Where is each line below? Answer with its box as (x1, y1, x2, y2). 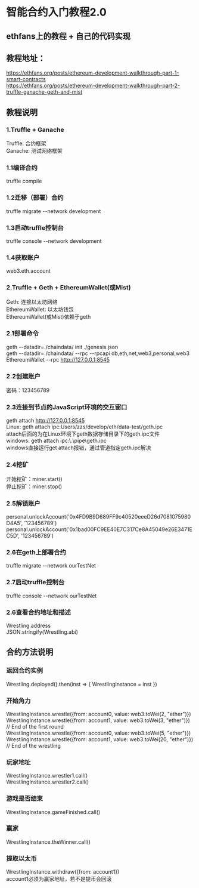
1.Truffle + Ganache (6, 125, 64, 134)
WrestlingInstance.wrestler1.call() (6, 772, 88, 779)
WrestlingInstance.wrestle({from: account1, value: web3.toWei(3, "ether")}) (6, 717, 191, 724)
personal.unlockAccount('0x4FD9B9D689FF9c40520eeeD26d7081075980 (6, 513, 191, 520)
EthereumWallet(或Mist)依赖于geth (6, 313, 91, 320)
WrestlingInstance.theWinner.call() (6, 838, 91, 845)
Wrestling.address (6, 622, 51, 629)
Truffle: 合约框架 (6, 140, 46, 147)
